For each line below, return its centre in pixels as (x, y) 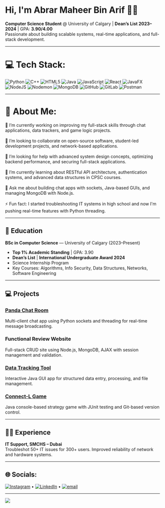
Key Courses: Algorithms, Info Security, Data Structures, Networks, (80, 268)
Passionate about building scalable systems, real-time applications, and (78, 34)
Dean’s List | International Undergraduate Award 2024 (69, 257)
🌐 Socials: (21, 475)
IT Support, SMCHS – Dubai (34, 444)
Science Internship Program (41, 263)
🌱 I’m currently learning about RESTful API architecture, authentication (76, 172)
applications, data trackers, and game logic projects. (58, 130)
